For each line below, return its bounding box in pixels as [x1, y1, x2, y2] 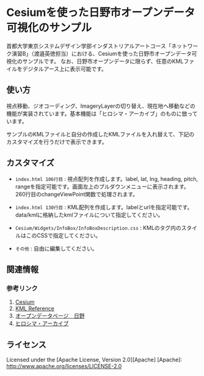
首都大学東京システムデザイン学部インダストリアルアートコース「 [6, 42, 172, 50]
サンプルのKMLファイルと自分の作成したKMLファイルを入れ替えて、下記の [6, 130, 195, 138]
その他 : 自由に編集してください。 [15, 245, 98, 252]
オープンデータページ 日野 [15, 312, 85, 320]
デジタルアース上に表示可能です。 [22, 65, 107, 72]
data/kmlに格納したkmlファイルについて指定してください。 [15, 211, 164, 218]
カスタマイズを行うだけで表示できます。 [6, 138, 108, 146]
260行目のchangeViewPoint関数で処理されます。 [15, 190, 139, 197]
